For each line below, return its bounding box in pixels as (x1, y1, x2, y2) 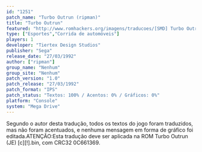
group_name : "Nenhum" (6, 64, 61, 71)
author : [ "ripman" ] (6, 59, 55, 65)
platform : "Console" (6, 98, 58, 104)
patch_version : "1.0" (6, 75, 61, 81)
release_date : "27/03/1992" (6, 53, 77, 59)
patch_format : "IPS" (6, 87, 58, 93)
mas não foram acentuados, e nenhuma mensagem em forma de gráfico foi (6, 126, 194, 133)
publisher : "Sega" (6, 48, 52, 54)
